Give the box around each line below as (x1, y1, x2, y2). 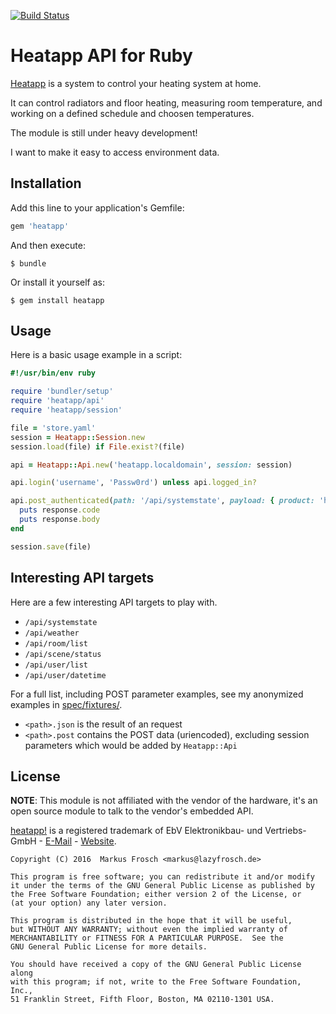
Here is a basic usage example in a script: (10, 349, 183, 361)
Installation (10, 175, 82, 192)
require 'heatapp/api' (10, 396, 105, 406)
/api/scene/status (24, 649, 102, 659)
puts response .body (19, 515, 101, 525)
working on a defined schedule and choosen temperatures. (10, 107, 255, 119)
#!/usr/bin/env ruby (10, 368, 97, 379)
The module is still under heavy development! (10, 126, 198, 139)
